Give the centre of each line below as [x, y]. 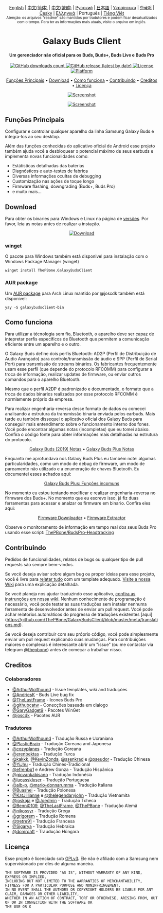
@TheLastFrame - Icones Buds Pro [47, 699]
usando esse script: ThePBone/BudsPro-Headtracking [60, 533]
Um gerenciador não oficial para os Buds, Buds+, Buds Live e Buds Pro [82, 55]
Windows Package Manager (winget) [42, 262]
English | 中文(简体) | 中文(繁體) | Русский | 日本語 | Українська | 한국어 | [82, 8]
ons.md [13, 625]
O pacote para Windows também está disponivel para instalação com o [77, 256]
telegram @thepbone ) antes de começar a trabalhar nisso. [63, 650]
